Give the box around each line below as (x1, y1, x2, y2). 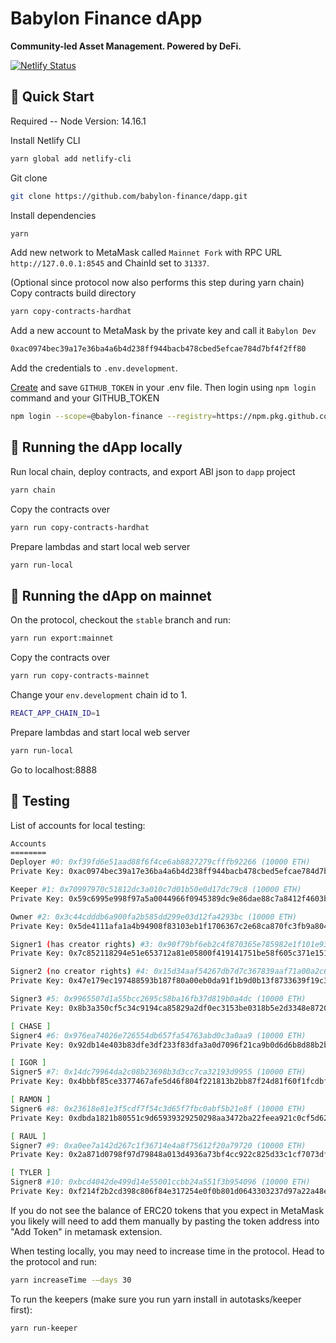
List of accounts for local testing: (10, 819, 146, 831)
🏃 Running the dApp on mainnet (10, 587, 212, 604)
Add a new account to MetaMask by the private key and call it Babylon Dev (10, 325, 317, 337)
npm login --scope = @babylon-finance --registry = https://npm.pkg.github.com (10, 412, 333, 422)
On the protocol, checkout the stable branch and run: (10, 614, 232, 626)
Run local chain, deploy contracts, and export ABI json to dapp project (10, 465, 296, 477)
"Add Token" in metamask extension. (10, 1225, 163, 1237)
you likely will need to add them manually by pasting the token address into (10, 1215, 320, 1227)
